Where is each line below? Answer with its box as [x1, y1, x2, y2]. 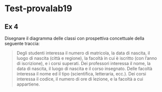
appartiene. [16, 81, 40, 87]
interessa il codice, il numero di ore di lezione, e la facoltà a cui [16, 76, 143, 82]
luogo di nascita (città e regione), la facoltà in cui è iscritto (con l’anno [16, 55, 157, 61]
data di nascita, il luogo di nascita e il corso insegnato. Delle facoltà [16, 66, 153, 71]
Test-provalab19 [4, 3, 72, 14]
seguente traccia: [4, 41, 40, 46]
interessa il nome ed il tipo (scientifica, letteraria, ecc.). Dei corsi [16, 71, 146, 76]
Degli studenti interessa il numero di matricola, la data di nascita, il [16, 50, 150, 56]
